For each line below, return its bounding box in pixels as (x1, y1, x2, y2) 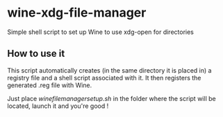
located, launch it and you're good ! (7, 102, 109, 110)
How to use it (7, 48, 65, 60)
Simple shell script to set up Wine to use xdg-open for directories (7, 28, 195, 36)
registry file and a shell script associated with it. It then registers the (7, 73, 201, 82)
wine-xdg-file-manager (7, 5, 147, 21)
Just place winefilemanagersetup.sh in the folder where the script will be (7, 94, 217, 102)
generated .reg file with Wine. (7, 81, 92, 89)
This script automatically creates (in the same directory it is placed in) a (7, 66, 212, 74)
